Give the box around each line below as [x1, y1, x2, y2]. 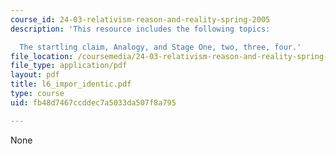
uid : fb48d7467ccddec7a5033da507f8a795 [10, 97, 177, 108]
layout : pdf [10, 70, 60, 80]
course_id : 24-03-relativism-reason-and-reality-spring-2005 [10, 14, 271, 25]
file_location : [10, 51, 74, 61]
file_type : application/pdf [10, 61, 128, 71]
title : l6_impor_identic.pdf [10, 79, 132, 90]
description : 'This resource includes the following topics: [10, 24, 271, 34]
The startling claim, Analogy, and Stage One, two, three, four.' [19, 42, 302, 52]
